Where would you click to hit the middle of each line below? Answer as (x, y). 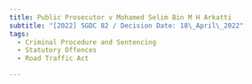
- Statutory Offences (57, 50)
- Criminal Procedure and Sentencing (87, 42)
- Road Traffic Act (53, 58)
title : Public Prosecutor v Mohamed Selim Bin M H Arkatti (121, 17)
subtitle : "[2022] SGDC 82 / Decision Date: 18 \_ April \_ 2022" (126, 26)
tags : (19, 34)
